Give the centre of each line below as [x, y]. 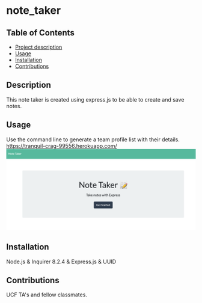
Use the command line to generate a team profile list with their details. [93, 139]
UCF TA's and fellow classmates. [47, 295]
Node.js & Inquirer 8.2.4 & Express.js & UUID [61, 262]
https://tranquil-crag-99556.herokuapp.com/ [62, 145]
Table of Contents [41, 33]
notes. [14, 106]
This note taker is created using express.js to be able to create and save [95, 99]
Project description [38, 47]
